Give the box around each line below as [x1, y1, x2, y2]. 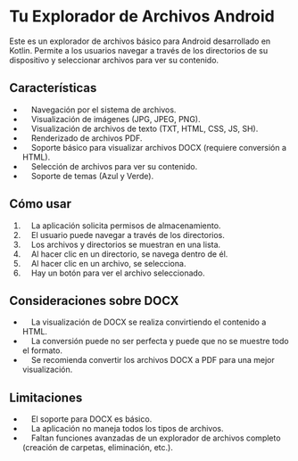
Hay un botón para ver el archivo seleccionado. [30, 268, 205, 278]
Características [9, 80, 97, 95]
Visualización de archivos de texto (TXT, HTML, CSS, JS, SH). [30, 123, 259, 134]
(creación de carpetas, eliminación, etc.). [21, 442, 174, 453]
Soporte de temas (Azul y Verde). [30, 170, 154, 181]
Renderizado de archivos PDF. [30, 132, 143, 144]
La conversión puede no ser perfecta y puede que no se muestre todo [30, 336, 289, 347]
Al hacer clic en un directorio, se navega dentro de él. [30, 248, 228, 259]
